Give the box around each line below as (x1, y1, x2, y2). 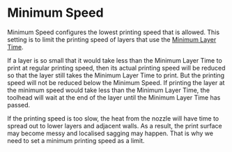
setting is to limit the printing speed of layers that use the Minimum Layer (7, 35, 217, 43)
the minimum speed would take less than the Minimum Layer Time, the (7, 86, 210, 94)
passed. (7, 100, 31, 109)
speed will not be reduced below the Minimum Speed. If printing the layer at (7, 78, 225, 86)
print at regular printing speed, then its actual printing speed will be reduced (7, 63, 226, 72)
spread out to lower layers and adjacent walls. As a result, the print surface (7, 121, 222, 130)
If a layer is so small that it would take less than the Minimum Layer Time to (7, 56, 223, 64)
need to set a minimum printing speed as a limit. (7, 136, 145, 144)
